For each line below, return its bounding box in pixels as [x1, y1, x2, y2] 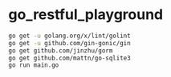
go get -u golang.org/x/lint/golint [8, 32, 131, 40]
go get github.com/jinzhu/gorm [8, 46, 113, 55]
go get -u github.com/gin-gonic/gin [8, 39, 131, 47]
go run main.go [8, 61, 59, 69]
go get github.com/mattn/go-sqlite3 [8, 54, 131, 62]
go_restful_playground [8, 6, 163, 24]
